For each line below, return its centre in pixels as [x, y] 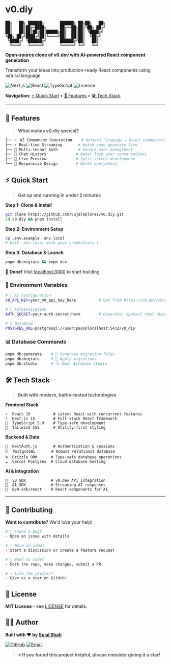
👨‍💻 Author [22, 622]
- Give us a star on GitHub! [36, 578]
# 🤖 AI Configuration [28, 296]
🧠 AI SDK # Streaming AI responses [55, 485]
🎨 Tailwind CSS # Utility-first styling [55, 428]
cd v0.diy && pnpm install [34, 219]
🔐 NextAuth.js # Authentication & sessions [60, 447]
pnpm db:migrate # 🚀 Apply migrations [51, 359]
